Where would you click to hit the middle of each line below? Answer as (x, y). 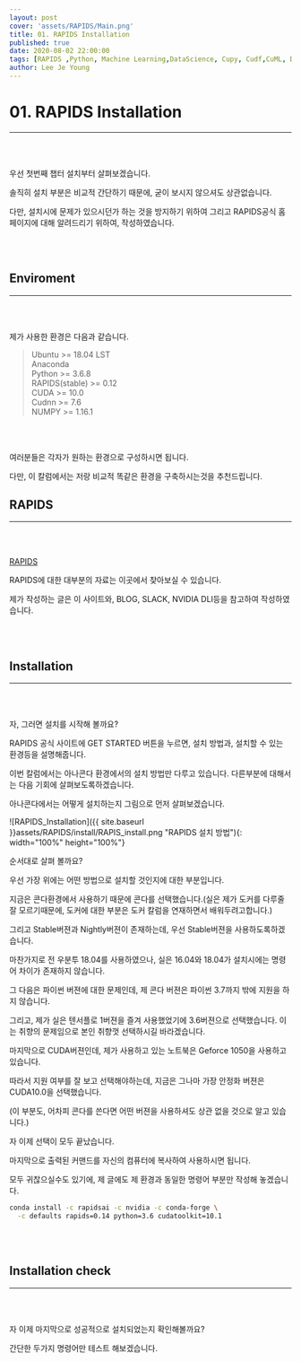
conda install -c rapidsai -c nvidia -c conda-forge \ (114, 1208)
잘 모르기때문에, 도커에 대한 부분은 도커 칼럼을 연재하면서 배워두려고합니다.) (141, 911)
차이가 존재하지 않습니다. (62, 971)
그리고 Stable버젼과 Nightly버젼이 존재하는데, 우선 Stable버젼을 (121, 930)
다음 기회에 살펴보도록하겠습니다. (76, 785)
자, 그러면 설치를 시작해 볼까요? (64, 724)
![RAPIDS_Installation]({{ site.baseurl (77, 822)
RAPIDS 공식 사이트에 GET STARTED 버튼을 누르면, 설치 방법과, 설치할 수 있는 (146, 743)
